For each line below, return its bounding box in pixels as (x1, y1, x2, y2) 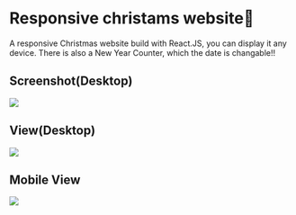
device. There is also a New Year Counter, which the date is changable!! (9, 47, 276, 58)
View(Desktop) (9, 123, 96, 139)
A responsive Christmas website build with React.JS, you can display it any (9, 38, 288, 49)
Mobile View (9, 172, 81, 187)
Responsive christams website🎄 (9, 8, 255, 29)
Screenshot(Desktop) (9, 74, 133, 89)
